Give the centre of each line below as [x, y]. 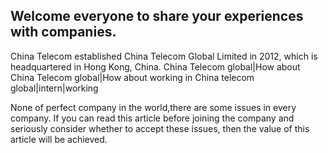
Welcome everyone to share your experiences [157, 16]
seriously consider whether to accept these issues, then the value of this [160, 128]
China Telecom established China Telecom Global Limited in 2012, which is [164, 56]
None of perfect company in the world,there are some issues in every [153, 107]
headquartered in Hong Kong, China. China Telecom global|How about [155, 66]
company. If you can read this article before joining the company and [152, 118]
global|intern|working [54, 88]
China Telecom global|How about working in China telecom [132, 77]
